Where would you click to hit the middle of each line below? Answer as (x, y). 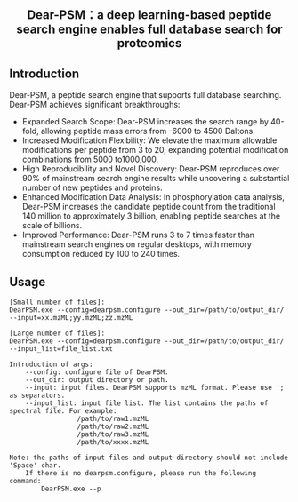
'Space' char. (36, 466)
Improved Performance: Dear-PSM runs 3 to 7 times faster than (138, 235)
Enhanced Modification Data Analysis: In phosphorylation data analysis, (153, 197)
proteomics (149, 43)
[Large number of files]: (57, 334)
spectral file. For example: (63, 411)
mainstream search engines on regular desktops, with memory (137, 244)
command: (25, 482)
